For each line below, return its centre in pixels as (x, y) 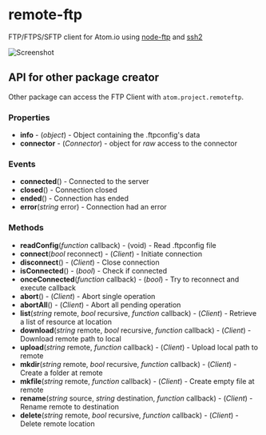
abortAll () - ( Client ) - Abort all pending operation (100, 305)
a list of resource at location (66, 321)
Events (22, 164)
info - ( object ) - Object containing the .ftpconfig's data (110, 135)
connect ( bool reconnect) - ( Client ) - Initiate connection (111, 253)
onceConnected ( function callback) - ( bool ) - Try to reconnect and (129, 279)
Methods (26, 228)
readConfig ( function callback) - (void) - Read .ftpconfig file (118, 245)
